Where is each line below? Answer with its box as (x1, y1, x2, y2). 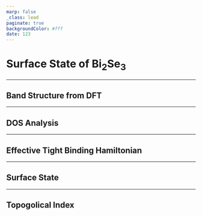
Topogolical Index (6, 200, 75, 211)
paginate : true (6, 20, 44, 26)
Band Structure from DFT (6, 91, 102, 101)
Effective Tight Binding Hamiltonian (6, 145, 142, 155)
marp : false (6, 8, 36, 15)
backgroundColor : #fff (6, 25, 63, 32)
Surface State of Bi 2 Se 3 (6, 57, 126, 73)
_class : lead (6, 14, 39, 20)
